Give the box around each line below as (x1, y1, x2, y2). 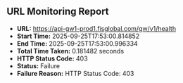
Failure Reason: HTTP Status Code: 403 (16, 69, 134, 77)
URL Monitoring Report (6, 6, 110, 18)
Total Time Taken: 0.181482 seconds (16, 46, 125, 55)
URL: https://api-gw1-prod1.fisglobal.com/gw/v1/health (16, 24, 177, 32)
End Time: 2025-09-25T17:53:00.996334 (16, 39, 138, 48)
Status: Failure (16, 61, 61, 70)
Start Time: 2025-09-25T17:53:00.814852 (16, 32, 140, 40)
